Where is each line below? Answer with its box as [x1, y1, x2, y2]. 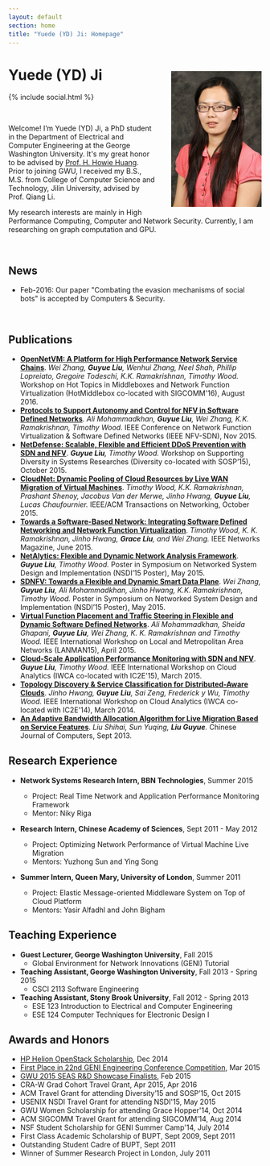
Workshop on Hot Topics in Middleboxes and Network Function [19, 380, 231, 389]
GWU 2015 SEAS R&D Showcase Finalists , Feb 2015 [19, 1072, 191, 1081]
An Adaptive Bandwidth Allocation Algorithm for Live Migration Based [19, 713, 259, 723]
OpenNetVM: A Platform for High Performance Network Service [19, 354, 238, 363]
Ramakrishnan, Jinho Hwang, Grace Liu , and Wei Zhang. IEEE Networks [19, 533, 260, 543]
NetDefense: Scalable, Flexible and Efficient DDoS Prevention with [19, 439, 247, 449]
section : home [8, 21, 56, 30]
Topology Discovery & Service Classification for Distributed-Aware [19, 679, 249, 689]
